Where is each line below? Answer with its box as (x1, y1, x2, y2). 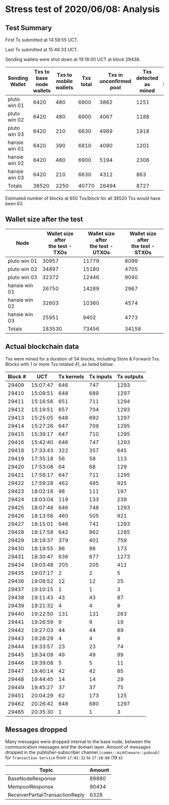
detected (136, 74, 158, 81)
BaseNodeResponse (8, 775, 56, 782)
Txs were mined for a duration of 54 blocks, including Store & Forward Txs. (5, 355, 160, 362)
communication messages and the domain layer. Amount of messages (5, 744, 151, 750)
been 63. (5, 201, 24, 207)
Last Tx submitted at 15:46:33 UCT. (5, 47, 78, 52)
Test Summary (5, 24, 52, 32)
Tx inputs (89, 373, 112, 380)
